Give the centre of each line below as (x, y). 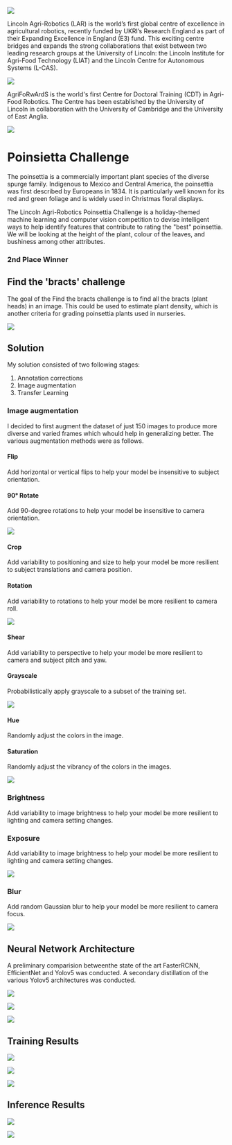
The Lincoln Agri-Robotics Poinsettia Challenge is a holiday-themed (104, 212)
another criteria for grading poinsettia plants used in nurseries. (96, 313)
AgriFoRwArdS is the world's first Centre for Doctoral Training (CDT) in (108, 94)
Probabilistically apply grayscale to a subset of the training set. (97, 691)
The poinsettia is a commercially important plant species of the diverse (108, 176)
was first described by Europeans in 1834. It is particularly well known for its (116, 191)
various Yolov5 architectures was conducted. (72, 980)
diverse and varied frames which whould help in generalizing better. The (110, 433)
